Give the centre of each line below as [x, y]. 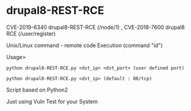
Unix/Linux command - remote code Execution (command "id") [84, 45]
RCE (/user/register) [31, 33]
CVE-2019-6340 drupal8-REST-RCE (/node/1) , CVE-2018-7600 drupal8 [95, 27]
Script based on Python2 [37, 90]
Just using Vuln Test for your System [52, 101]
